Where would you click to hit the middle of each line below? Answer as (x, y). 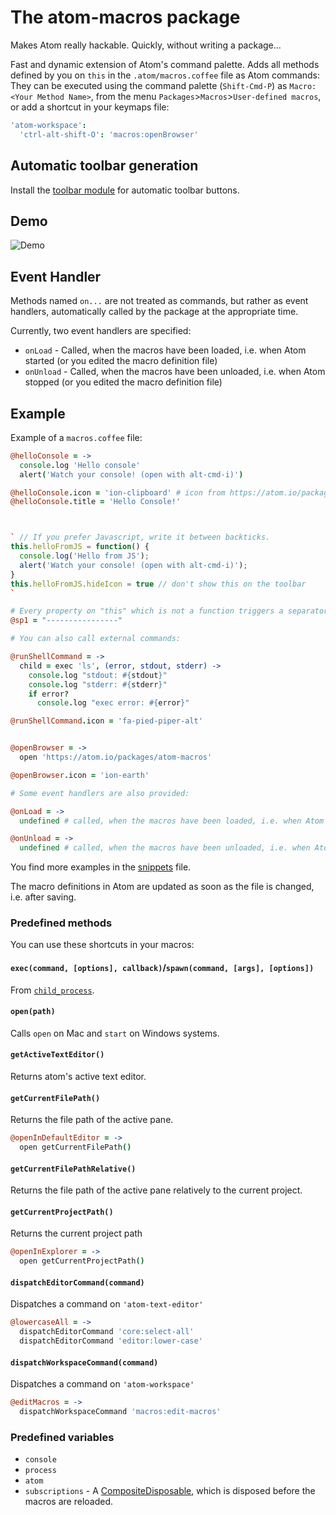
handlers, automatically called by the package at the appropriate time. (154, 312)
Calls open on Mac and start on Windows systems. (115, 1033)
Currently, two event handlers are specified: (101, 331)
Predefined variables (62, 1437)
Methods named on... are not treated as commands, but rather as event (159, 301)
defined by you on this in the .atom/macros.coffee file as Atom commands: (165, 75)
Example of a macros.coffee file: (76, 437)
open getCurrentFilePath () (75, 1147)
